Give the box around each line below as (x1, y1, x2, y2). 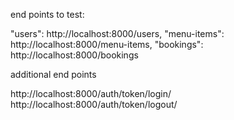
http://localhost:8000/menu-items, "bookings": (10, 39, 204, 50)
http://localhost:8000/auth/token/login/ (10, 88, 172, 99)
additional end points (10, 69, 97, 80)
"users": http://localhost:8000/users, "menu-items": (10, 28, 225, 39)
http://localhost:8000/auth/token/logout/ (10, 99, 178, 110)
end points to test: (10, 9, 85, 20)
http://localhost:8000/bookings (10, 49, 139, 61)
